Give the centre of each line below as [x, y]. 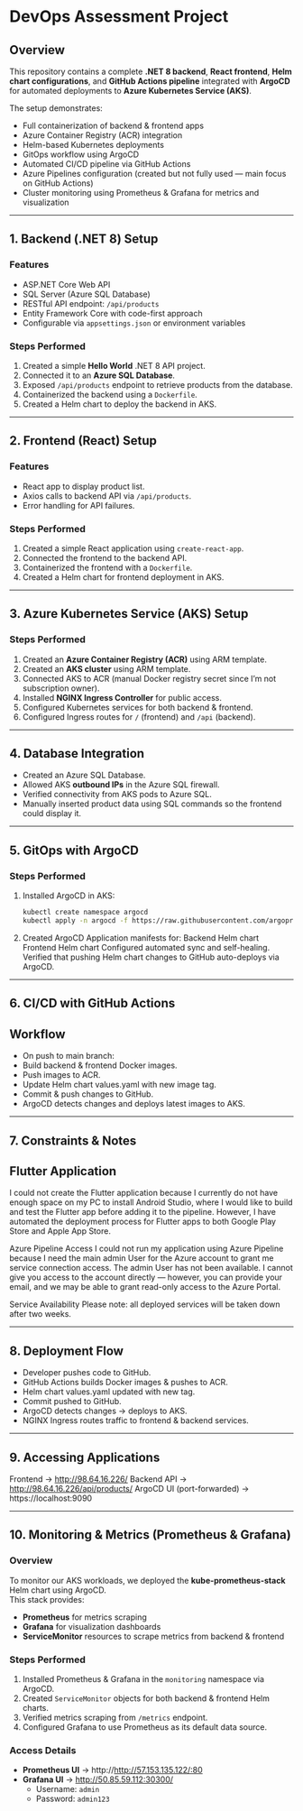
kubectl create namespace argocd [85, 913]
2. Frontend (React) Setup [83, 441]
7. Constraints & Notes [73, 1140]
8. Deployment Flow [67, 1351]
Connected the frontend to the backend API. [105, 557]
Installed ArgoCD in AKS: [69, 896]
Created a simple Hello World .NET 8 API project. [114, 365]
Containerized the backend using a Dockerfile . [110, 394]
